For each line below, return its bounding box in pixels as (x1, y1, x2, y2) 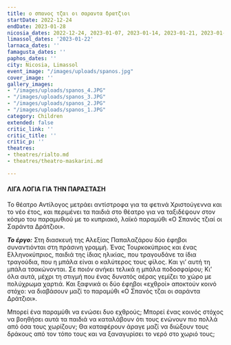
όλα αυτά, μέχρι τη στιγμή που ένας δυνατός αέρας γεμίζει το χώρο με (7, 272, 212, 280)
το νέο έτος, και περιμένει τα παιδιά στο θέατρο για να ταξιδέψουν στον (7, 208, 216, 216)
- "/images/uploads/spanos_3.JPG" (7, 94, 107, 101)
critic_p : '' (7, 139, 45, 146)
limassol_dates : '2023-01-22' (7, 36, 94, 43)
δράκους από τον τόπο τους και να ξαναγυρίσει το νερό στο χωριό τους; (7, 329, 215, 338)
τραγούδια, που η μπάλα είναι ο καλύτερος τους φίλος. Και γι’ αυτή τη (7, 257, 211, 266)
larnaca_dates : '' (7, 42, 60, 49)
